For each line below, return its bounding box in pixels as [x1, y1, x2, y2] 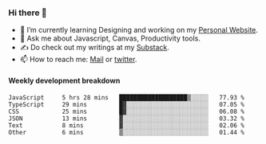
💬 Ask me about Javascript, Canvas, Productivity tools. [19, 33, 201, 43]
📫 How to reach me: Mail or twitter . [19, 55, 137, 64]
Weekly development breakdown [8, 76, 121, 85]
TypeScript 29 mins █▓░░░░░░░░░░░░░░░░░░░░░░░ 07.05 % [8, 100, 245, 108]
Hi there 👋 [8, 7, 48, 18]
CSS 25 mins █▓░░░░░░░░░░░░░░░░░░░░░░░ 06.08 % [8, 107, 245, 115]
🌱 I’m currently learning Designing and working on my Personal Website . [19, 25, 258, 35]
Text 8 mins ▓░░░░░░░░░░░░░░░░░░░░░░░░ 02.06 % [8, 121, 245, 130]
